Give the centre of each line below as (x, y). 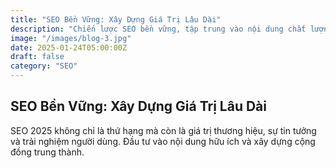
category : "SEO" (44, 66)
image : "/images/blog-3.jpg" (71, 38)
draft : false (37, 57)
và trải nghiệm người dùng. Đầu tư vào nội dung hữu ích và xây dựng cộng (163, 141)
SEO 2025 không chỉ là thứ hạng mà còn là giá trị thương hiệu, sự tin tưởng (163, 130)
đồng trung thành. (47, 152)
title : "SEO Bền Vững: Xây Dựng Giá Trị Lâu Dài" (116, 19)
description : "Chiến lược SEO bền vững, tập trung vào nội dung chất (158, 29)
